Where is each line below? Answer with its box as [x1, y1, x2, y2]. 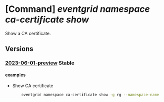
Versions [5, 45, 34, 53]
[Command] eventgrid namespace [5, 3, 150, 15]
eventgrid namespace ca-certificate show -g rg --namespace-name [21, 93, 160, 98]
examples [5, 72, 26, 78]
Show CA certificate [12, 83, 54, 89]
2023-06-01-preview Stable [5, 59, 75, 66]
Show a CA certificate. [5, 30, 51, 36]
